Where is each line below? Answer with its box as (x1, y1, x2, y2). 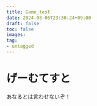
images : (6, 32, 26, 38)
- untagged (6, 44, 34, 50)
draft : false (6, 20, 40, 26)
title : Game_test (6, 9, 51, 15)
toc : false (6, 26, 34, 32)
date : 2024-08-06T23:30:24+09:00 (6, 15, 92, 21)
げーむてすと (6, 72, 71, 86)
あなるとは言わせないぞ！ (6, 93, 71, 100)
